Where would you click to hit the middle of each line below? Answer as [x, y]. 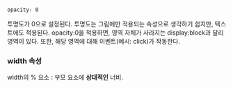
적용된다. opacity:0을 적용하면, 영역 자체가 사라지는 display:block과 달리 [124, 33]
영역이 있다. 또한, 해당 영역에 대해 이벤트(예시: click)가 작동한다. [94, 41]
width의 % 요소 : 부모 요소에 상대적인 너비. [65, 78]
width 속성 [25, 61]
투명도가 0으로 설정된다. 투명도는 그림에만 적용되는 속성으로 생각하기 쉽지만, [110, 24]
